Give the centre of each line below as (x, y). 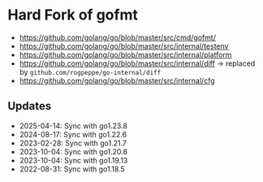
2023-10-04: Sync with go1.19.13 (73, 160)
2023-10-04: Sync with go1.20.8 (73, 151)
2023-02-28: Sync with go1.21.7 (73, 143)
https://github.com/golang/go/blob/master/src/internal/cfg (117, 80)
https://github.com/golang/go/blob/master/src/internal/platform (125, 54)
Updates (30, 106)
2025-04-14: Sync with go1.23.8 (73, 126)
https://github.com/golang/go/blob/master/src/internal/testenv (124, 45)
